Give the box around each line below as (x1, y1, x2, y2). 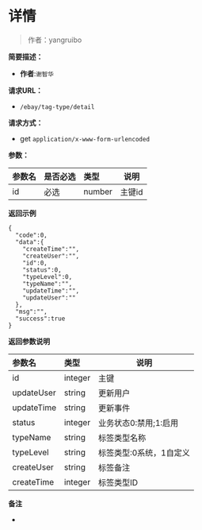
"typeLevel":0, (22, 273, 73, 280)
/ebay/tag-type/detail (19, 103, 95, 111)
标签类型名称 (97, 432, 147, 443)
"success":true (15, 315, 66, 323)
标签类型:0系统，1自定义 (97, 447, 190, 458)
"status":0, (22, 265, 62, 274)
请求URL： (8, 85, 44, 95)
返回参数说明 (8, 336, 50, 346)
